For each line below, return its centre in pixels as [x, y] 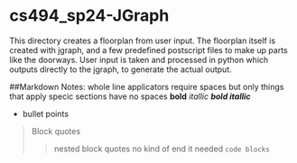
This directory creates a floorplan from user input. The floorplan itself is [143, 41]
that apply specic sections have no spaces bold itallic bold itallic [130, 96]
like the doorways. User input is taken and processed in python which [139, 59]
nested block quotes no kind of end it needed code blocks [162, 149]
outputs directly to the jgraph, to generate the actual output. [121, 69]
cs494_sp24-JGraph [89, 16]
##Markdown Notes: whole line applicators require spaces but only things [147, 86]
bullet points [46, 113]
